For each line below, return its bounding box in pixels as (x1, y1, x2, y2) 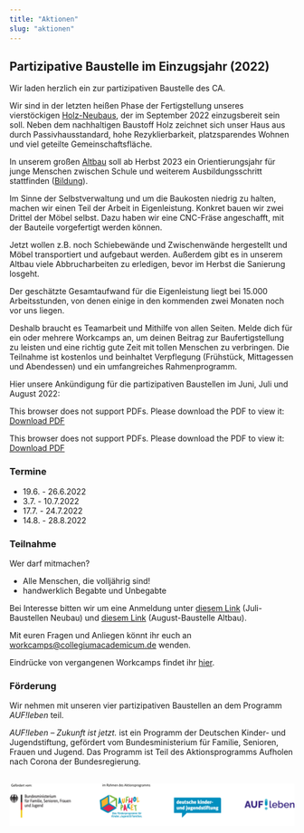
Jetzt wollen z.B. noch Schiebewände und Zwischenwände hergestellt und (9, 240, 288, 251)
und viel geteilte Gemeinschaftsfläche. (9, 139, 153, 149)
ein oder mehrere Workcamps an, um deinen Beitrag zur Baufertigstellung (9, 332, 285, 343)
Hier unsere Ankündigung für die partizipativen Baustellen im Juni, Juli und (9, 378, 289, 389)
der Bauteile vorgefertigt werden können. (9, 222, 163, 233)
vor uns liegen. (9, 305, 65, 316)
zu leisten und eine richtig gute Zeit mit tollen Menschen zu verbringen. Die (9, 342, 290, 353)
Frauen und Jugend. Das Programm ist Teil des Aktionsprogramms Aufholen (9, 747, 294, 758)
